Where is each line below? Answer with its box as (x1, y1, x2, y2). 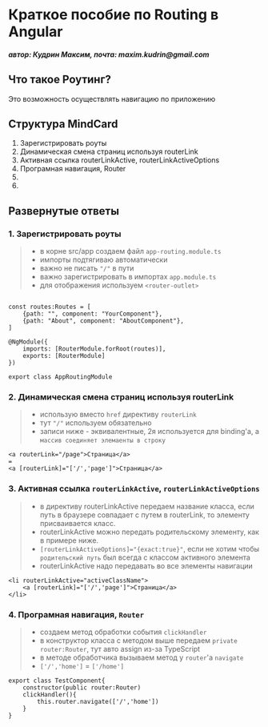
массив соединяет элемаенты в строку (39, 436, 166, 445)
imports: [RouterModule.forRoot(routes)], (22, 345, 166, 353)
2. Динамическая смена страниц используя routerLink (8, 392, 234, 403)
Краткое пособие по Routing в (8, 6, 219, 24)
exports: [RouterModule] (22, 352, 106, 360)
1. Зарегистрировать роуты (8, 228, 122, 239)
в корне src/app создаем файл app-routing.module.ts (39, 247, 222, 256)
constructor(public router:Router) (22, 683, 142, 692)
